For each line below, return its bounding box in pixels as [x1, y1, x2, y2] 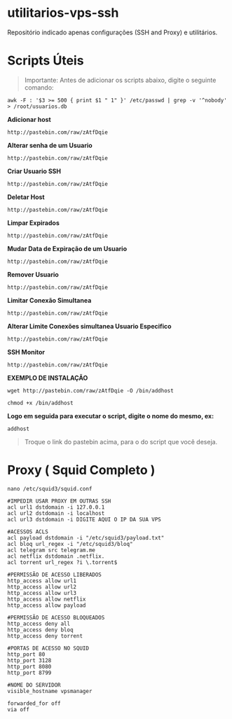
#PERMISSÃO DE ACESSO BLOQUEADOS [7, 614, 105, 621]
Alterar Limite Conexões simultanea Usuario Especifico [7, 322, 172, 330]
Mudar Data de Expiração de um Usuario [7, 244, 128, 253]
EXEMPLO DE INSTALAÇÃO [7, 374, 88, 382]
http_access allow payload [7, 601, 86, 609]
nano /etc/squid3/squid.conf [7, 485, 93, 492]
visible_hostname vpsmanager [7, 687, 93, 694]
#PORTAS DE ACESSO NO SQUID [7, 645, 90, 652]
